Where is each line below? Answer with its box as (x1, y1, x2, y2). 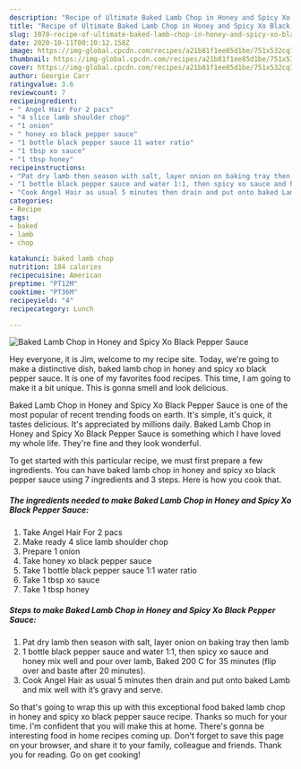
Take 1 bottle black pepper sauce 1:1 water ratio (21, 566, 197, 576)
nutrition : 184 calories (9, 263, 102, 272)
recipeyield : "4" (9, 296, 74, 305)
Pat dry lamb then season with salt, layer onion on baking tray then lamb (21, 637, 289, 648)
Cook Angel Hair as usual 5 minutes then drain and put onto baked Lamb (21, 675, 291, 686)
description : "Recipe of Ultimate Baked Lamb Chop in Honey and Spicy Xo (9, 13, 291, 22)
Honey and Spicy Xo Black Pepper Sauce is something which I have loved (9, 428, 281, 439)
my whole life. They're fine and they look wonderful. (9, 438, 202, 449)
